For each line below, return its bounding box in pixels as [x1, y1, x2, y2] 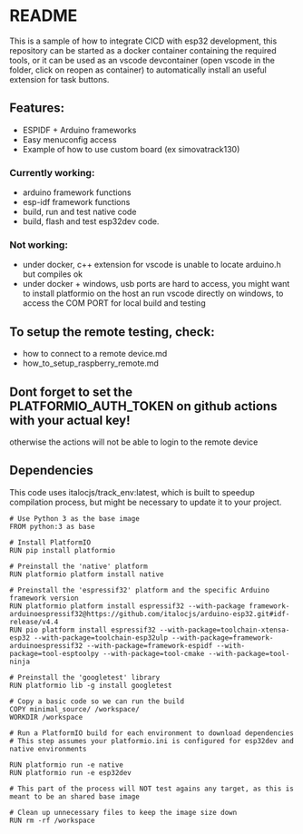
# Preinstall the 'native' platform [9, 562, 148, 571]
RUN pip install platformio [9, 545, 116, 554]
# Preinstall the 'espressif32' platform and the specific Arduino [9, 585, 270, 594]
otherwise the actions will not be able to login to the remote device [9, 437, 259, 447]
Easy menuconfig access [22, 133, 117, 145]
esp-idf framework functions [22, 197, 131, 208]
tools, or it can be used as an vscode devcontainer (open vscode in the [9, 54, 275, 65]
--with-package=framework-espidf [86, 641, 213, 650]
